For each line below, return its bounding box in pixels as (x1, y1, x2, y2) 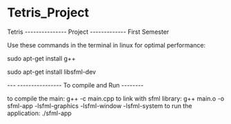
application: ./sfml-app (7, 109, 72, 117)
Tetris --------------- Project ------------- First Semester (7, 28, 170, 36)
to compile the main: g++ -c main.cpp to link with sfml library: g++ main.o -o (7, 94, 225, 103)
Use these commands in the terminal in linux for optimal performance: (7, 41, 205, 49)
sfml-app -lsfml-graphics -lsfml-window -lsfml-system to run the (7, 101, 192, 110)
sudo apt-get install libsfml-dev (7, 68, 97, 76)
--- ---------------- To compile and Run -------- (7, 81, 144, 89)
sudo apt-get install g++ (7, 54, 76, 63)
